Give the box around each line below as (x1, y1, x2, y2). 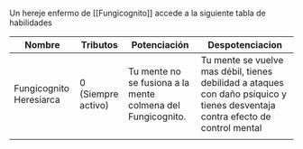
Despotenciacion (207, 39, 282, 51)
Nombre (24, 39, 60, 51)
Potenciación (131, 39, 189, 51)
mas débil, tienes (200, 65, 273, 78)
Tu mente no (127, 65, 182, 78)
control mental (200, 122, 262, 134)
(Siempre (79, 88, 119, 100)
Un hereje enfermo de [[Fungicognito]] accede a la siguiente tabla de (9, 8, 266, 18)
